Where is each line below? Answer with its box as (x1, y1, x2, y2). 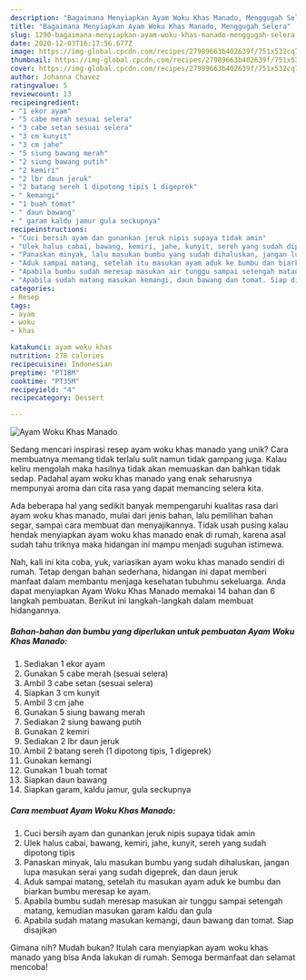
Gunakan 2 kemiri (23, 726, 90, 737)
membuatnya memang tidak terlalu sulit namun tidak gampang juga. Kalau (10, 454, 287, 465)
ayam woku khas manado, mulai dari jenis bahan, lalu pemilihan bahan (10, 510, 273, 521)
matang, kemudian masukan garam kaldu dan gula (23, 905, 212, 916)
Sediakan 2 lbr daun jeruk (23, 736, 120, 747)
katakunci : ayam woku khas (10, 343, 113, 352)
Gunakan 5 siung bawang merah (23, 707, 146, 718)
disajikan (23, 924, 57, 935)
